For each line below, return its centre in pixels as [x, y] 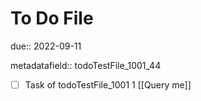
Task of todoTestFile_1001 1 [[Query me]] [108, 84]
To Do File [52, 18]
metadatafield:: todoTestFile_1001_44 [86, 65]
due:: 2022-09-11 [46, 46]
